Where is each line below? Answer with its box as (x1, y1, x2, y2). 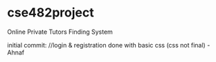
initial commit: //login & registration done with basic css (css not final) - (7, 41, 210, 49)
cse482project (7, 5, 95, 21)
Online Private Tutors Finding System (7, 28, 113, 36)
